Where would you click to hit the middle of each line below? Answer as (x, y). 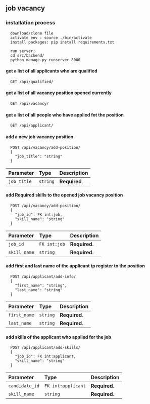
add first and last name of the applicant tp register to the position (76, 266)
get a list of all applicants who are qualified (52, 71)
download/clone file (32, 33)
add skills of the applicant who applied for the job (59, 337)
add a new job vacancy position (40, 137)
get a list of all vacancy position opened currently (59, 93)
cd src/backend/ (27, 55)
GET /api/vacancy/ (30, 104)
